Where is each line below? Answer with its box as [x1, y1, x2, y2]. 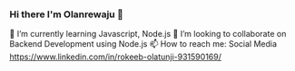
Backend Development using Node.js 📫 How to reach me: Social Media [9, 39, 278, 49]
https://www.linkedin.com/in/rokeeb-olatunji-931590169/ [9, 51, 222, 62]
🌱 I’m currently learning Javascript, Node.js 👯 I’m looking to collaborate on [9, 29, 287, 40]
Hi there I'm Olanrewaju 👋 [9, 8, 124, 21]
